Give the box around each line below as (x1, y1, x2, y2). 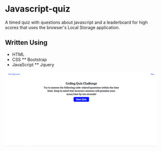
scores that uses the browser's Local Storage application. (5, 24, 120, 30)
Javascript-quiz (5, 3, 71, 15)
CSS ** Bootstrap (12, 57, 47, 62)
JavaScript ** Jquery (12, 61, 55, 67)
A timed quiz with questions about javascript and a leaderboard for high (5, 19, 148, 25)
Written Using (5, 39, 48, 47)
